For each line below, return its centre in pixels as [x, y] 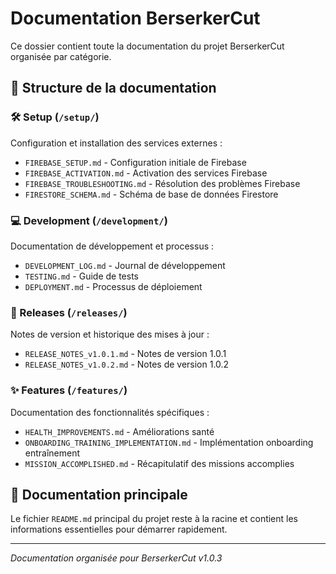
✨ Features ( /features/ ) [69, 390]
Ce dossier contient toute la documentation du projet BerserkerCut [147, 46]
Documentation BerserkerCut [135, 18]
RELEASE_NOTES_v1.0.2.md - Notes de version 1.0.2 [127, 364]
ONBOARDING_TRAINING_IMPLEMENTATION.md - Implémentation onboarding [169, 442]
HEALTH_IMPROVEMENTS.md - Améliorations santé [119, 431]
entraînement [52, 453]
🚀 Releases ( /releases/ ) [69, 312]
